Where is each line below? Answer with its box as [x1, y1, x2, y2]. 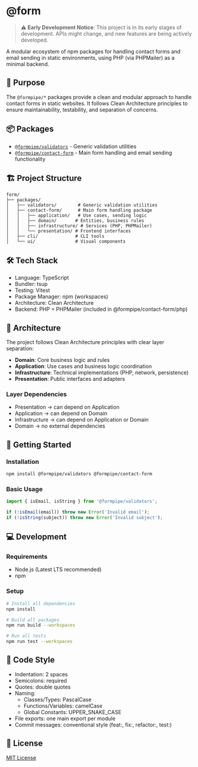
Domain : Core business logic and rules [14, 357, 110, 363]
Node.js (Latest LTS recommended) [14, 566, 102, 573]
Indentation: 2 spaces [14, 670, 68, 677]
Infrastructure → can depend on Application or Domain [14, 416, 149, 424]
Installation [6, 457, 40, 466]
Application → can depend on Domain [14, 410, 108, 417]
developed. [20, 36, 49, 43]
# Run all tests [6, 633, 46, 639]
